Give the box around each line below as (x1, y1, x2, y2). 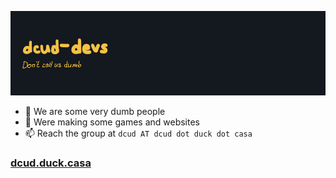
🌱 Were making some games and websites (24, 116, 201, 128)
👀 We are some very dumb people (24, 105, 166, 117)
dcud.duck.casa (10, 156, 92, 170)
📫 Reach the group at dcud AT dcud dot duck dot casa (24, 127, 253, 139)
